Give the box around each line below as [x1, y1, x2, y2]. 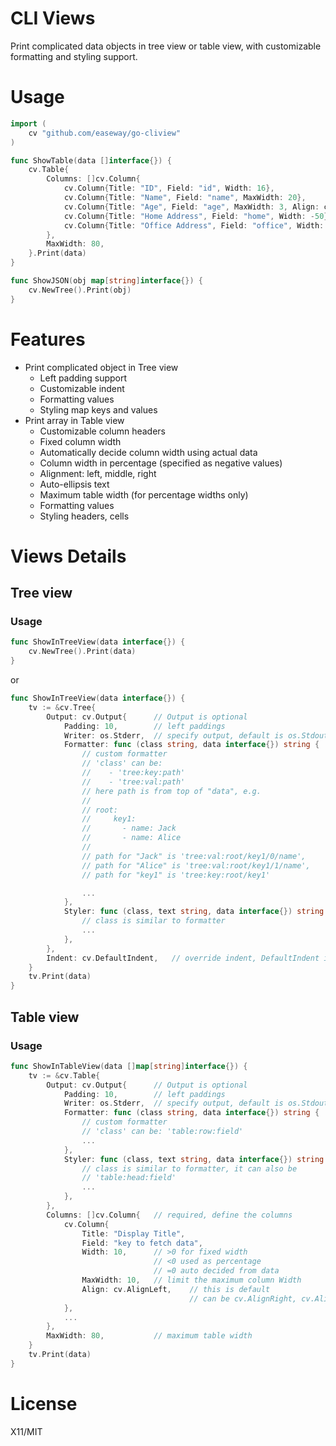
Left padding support [39, 372, 128, 384]
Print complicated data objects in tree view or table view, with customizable [10, 40, 322, 52]
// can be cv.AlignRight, [189, 1293, 298, 1304]
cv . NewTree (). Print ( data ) [28, 647, 137, 657]
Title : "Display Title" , [81, 1228, 186, 1239]
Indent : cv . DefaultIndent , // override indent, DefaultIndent [46, 953, 320, 963]
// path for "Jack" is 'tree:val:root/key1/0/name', [81, 851, 307, 861]
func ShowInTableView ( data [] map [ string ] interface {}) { [10, 1061, 248, 1071]
